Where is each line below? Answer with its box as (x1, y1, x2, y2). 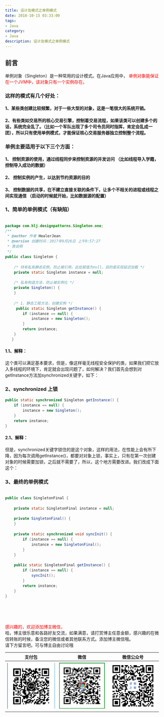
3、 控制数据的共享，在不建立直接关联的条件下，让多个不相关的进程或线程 (5, 187, 155, 192)
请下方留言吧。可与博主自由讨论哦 (5, 642, 74, 648)
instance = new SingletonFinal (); (31, 542, 102, 547)
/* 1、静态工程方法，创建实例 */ (14, 301, 73, 306)
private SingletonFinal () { (14, 516, 71, 521)
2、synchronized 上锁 (5, 385, 58, 392)
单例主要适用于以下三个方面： (5, 143, 76, 150)
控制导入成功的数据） (5, 162, 48, 168)
